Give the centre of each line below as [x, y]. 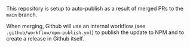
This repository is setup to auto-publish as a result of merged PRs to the [95, 9]
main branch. [22, 15]
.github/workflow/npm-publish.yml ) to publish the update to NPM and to [95, 32]
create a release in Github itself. [45, 38]
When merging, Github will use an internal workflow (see [76, 26]
